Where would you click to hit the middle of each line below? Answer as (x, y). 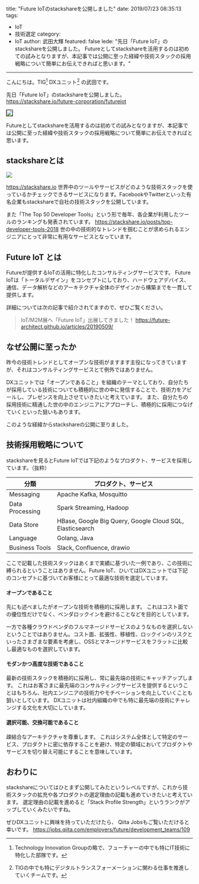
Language (23, 538)
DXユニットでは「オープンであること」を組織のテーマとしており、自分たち (97, 382)
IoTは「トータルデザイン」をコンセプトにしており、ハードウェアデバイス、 (98, 280)
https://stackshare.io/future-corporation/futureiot (66, 101)
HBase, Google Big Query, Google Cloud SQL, (121, 521)
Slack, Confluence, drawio (94, 547)
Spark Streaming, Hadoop (93, 508)
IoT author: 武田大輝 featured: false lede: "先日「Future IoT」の (91, 41)
